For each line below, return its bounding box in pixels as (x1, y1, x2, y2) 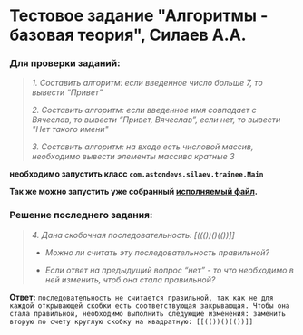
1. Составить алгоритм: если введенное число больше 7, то (31, 78, 263, 89)
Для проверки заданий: (9, 57, 121, 70)
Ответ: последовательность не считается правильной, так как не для (9, 292, 274, 302)
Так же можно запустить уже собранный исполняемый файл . (9, 187, 259, 197)
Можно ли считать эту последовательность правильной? (44, 246, 270, 258)
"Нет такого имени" (31, 124, 109, 135)
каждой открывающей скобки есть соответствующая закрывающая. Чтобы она (9, 301, 290, 311)
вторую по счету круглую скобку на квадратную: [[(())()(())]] (9, 317, 254, 326)
